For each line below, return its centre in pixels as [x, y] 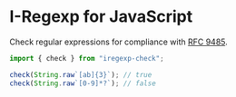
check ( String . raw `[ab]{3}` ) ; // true [81, 74]
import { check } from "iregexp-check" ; [87, 58]
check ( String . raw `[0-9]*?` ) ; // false [83, 83]
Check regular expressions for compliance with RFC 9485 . [119, 42]
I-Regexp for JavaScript [101, 17]
